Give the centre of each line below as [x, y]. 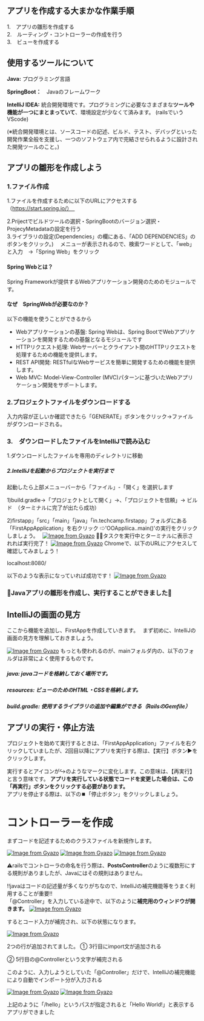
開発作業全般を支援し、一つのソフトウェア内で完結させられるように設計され [102, 139]
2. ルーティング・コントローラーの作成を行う [65, 34]
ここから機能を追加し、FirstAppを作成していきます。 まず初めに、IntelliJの [101, 630]
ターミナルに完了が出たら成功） [58, 508]
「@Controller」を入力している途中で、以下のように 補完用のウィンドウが [98, 901]
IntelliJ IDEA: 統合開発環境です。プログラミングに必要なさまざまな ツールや [101, 105]
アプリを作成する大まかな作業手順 [71, 11]
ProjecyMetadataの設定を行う [44, 229]
